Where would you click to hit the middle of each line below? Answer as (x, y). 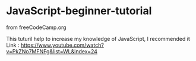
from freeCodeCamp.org (36, 27)
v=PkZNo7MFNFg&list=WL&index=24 (52, 51)
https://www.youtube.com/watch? (62, 45)
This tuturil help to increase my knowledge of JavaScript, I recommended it (98, 38)
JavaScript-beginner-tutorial (79, 11)
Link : (13, 45)
